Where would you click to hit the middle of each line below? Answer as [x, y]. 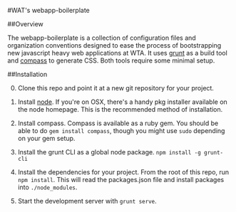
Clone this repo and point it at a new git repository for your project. [116, 88]
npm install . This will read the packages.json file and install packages [121, 180]
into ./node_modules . [47, 187]
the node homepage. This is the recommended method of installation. [120, 109]
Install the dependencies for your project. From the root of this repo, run [123, 172]
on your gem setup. [46, 138]
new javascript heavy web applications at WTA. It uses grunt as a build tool [118, 53]
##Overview [26, 24]
